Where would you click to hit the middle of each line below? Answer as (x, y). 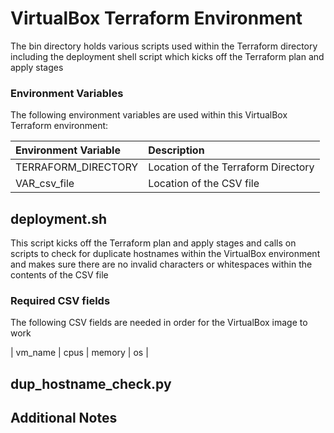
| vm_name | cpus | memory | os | (79, 353)
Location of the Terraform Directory (231, 167)
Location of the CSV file (204, 184)
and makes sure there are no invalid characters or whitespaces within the (161, 264)
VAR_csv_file (45, 184)
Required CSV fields (60, 300)
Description (176, 150)
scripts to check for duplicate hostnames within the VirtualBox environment (165, 254)
